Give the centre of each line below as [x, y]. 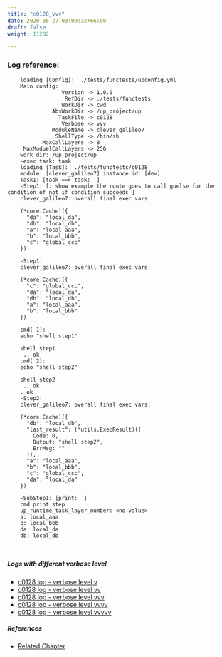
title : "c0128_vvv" [36, 14]
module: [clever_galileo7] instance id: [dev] [90, 173]
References [25, 628]
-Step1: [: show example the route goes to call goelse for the [117, 186]
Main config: [39, 86]
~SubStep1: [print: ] [54, 498]
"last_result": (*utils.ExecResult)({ [84, 429]
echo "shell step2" [49, 367]
